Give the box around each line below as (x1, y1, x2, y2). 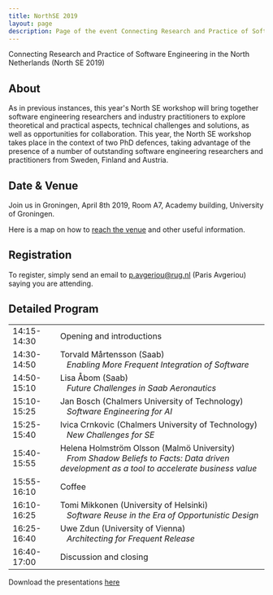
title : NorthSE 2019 (8, 11, 79, 20)
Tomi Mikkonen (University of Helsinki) (59, 499, 209, 510)
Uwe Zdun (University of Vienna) (59, 523, 185, 534)
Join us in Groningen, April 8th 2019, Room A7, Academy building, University (8, 200, 264, 210)
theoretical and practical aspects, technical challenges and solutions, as (8, 120, 249, 130)
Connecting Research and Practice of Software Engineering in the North (8, 50, 250, 59)
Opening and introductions (59, 330, 162, 342)
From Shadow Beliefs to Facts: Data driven (66, 453, 230, 464)
